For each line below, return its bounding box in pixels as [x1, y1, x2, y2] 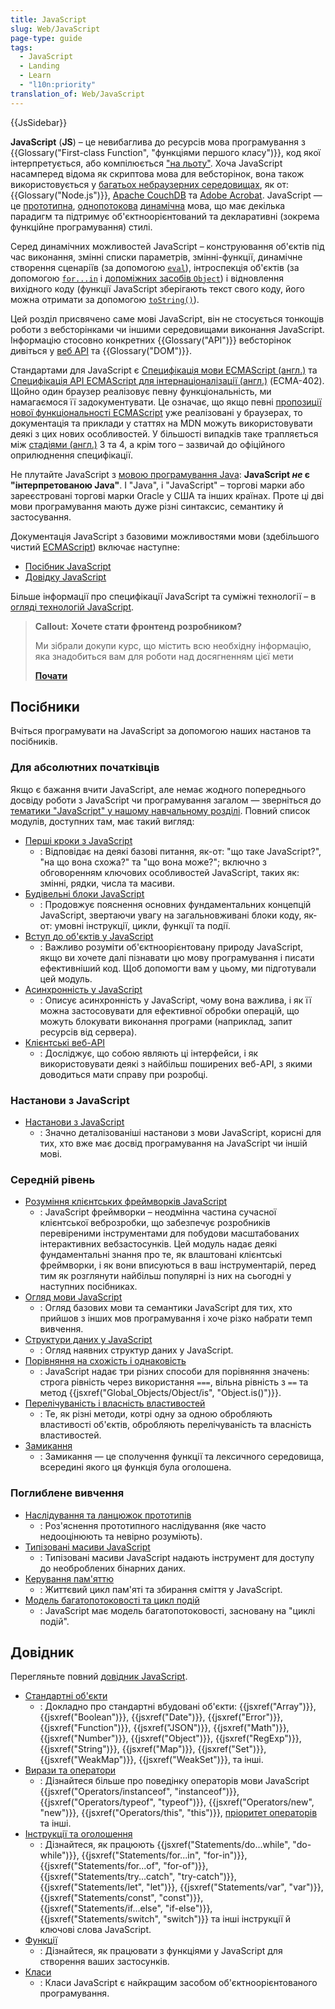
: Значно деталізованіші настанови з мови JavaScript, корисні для [39, 1127, 322, 1139]
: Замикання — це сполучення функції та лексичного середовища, [39, 1451, 325, 1463]
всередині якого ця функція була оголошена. [39, 1461, 232, 1473]
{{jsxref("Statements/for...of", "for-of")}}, [39, 1860, 209, 1872]
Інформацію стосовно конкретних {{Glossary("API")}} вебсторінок [10, 334, 292, 346]
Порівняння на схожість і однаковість [24, 1355, 187, 1367]
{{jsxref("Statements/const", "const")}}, [39, 1892, 204, 1904]
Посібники [10, 699, 80, 716]
